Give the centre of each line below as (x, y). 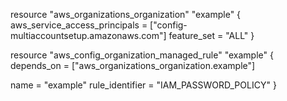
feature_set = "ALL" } (211, 35)
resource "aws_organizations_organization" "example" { (126, 14)
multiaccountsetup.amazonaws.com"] (88, 35)
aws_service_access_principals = (79, 25)
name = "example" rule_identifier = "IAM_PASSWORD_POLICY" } (143, 85)
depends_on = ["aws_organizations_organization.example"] (133, 65)
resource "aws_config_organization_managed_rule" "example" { (142, 55)
